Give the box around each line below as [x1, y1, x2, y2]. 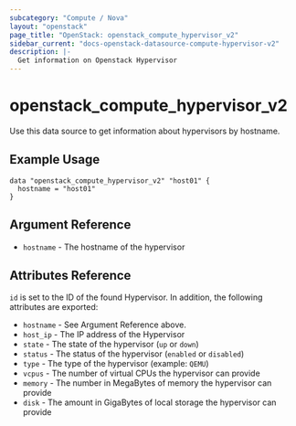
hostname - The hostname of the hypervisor [22, 241, 185, 252]
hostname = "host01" [17, 184, 96, 193]
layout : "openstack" [9, 22, 89, 31]
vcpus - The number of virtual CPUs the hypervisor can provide [22, 367, 260, 379]
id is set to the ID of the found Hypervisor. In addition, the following [9, 292, 263, 303]
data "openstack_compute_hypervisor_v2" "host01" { [9, 176, 210, 186]
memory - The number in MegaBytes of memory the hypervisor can [22, 378, 272, 389]
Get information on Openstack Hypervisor [17, 56, 178, 65]
